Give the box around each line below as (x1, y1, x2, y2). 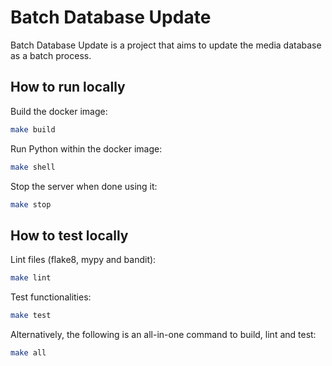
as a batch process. (10, 49, 92, 61)
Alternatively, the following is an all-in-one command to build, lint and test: (10, 328, 317, 340)
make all (10, 347, 47, 358)
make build (10, 124, 56, 135)
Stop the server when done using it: (10, 180, 158, 192)
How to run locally (10, 79, 126, 96)
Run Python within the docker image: (10, 142, 163, 155)
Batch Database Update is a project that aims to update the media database (10, 39, 322, 51)
